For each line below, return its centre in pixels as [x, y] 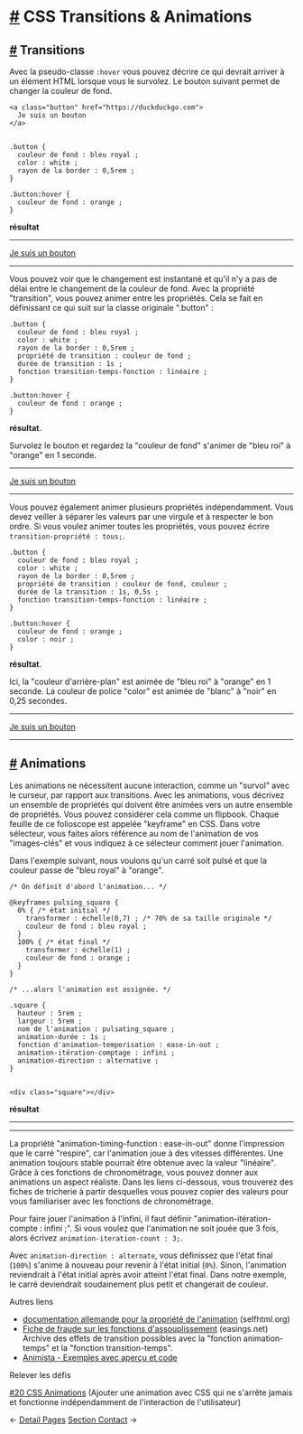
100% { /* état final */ [64, 942]
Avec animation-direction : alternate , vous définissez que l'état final [141, 1255]
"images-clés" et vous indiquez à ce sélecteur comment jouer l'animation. [147, 843]
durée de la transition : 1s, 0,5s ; [88, 592]
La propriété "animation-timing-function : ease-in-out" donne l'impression [147, 1143]
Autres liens [32, 1301]
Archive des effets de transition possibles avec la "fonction [132, 1338]
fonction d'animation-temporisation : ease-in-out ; [119, 1045]
